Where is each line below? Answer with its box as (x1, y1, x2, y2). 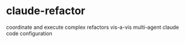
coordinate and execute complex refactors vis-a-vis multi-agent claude (6, 24, 179, 31)
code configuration (6, 29, 52, 37)
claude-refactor (6, 4, 85, 18)
